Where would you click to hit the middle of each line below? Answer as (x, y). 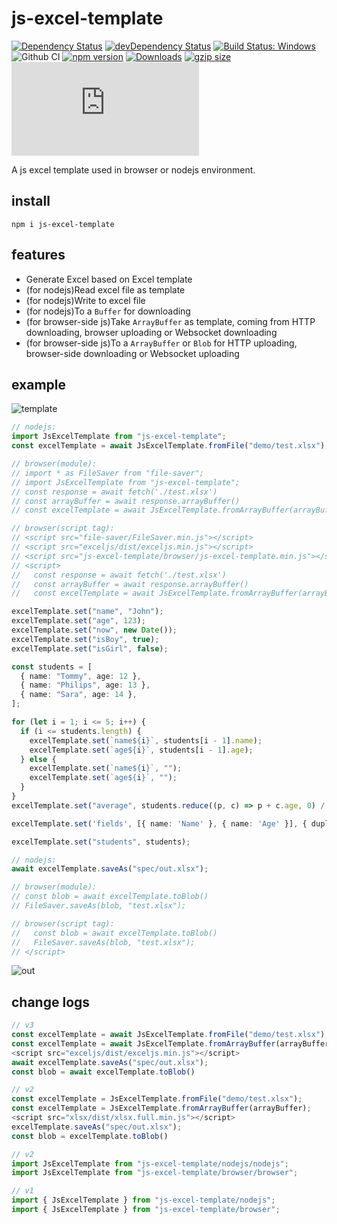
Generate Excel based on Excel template (109, 279)
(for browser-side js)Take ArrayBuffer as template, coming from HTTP (170, 321)
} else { (38, 759)
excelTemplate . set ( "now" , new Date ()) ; (94, 630)
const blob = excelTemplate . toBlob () (90, 1136)
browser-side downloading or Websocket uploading (132, 353)
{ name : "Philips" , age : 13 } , (85, 685)
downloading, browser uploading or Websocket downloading (151, 332)
